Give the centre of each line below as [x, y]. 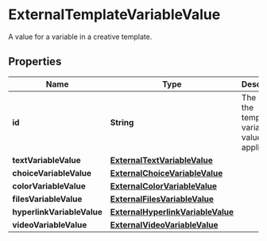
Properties [35, 62]
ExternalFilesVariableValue [162, 199]
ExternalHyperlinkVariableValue [172, 212]
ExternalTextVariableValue [161, 160]
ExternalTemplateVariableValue [114, 15]
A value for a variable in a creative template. [80, 37]
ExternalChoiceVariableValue [166, 173]
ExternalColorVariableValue [163, 186]
